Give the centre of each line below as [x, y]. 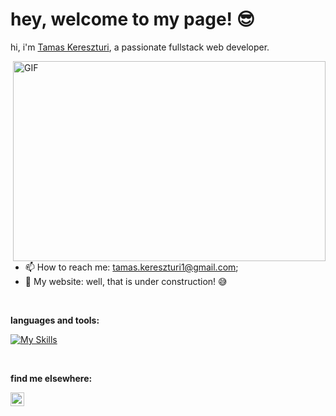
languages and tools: [55, 320]
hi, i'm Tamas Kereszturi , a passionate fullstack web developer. [140, 47]
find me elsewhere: [51, 378]
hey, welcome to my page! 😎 [132, 19]
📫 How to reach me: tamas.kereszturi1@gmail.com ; [131, 267]
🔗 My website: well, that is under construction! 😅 [126, 281]
